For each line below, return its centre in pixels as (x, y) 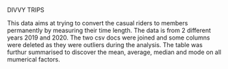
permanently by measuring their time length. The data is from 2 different (109, 30)
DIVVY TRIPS (26, 10)
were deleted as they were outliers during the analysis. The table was (105, 45)
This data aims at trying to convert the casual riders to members (98, 23)
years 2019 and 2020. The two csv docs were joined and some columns (109, 38)
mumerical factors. (34, 59)
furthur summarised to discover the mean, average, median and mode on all (114, 52)
